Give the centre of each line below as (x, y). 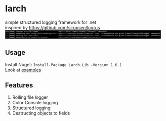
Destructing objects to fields (41, 113)
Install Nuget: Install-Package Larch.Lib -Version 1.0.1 (63, 64)
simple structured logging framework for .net (51, 22)
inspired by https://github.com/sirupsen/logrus (53, 27)
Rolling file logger (30, 97)
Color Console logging (35, 102)
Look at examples (23, 70)
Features (19, 85)
